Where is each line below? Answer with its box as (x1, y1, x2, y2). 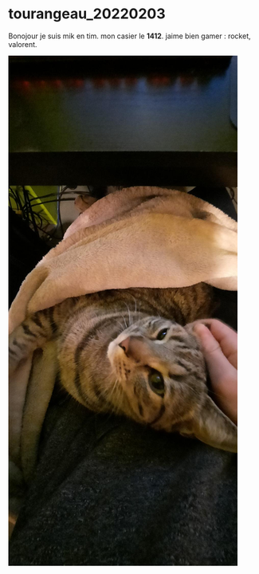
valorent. (8, 39, 37, 49)
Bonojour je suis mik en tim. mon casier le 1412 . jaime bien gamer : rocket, (8, 31, 251, 41)
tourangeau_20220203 (8, 5, 166, 23)
